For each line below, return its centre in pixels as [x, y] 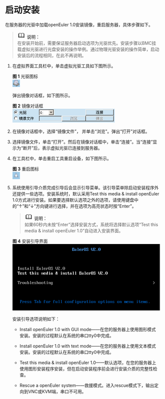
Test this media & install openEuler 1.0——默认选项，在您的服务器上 [88, 363]
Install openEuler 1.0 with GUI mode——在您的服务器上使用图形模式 [88, 330]
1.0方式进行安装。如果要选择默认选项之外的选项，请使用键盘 [73, 200]
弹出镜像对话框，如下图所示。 [42, 95]
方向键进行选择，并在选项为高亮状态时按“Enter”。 [86, 206]
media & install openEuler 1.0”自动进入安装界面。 [74, 230]
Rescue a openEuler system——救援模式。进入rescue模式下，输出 [87, 385]
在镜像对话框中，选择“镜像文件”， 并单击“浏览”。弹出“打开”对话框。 [81, 131]
